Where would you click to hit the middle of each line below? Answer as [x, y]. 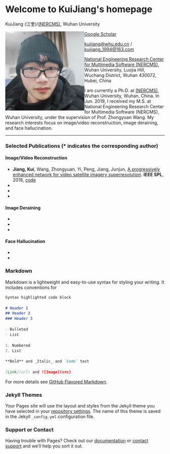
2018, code [24, 180]
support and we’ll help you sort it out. [44, 446]
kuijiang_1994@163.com [109, 49]
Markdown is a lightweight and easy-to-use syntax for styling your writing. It [85, 282]
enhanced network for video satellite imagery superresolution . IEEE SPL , [88, 175]
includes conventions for [31, 287]
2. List [13, 351]
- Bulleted [17, 329]
